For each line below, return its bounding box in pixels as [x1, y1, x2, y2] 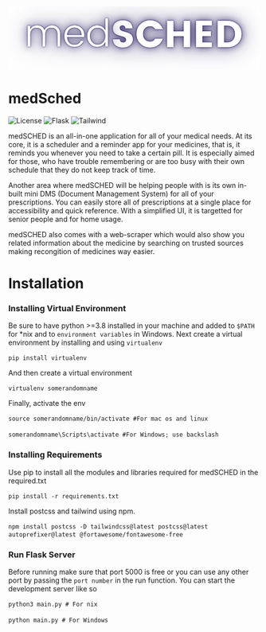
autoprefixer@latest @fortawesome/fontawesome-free [8, 530, 183, 539]
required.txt [8, 476, 47, 486]
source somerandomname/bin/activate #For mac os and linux [8, 415, 209, 423]
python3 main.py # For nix [8, 600, 98, 609]
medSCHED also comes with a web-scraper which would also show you [8, 229, 245, 239]
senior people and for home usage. [8, 214, 123, 224]
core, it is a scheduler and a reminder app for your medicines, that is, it [8, 139, 241, 149]
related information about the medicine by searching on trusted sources [8, 238, 244, 248]
